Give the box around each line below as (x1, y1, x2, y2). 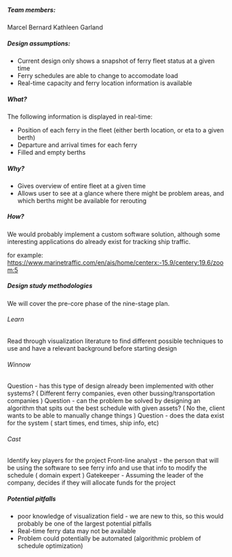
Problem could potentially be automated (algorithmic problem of (17, 534, 201, 543)
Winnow (7, 360, 31, 369)
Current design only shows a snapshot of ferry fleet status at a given (17, 56, 215, 65)
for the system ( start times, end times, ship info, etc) (7, 419, 160, 427)
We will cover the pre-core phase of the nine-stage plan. (7, 299, 170, 307)
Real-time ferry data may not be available (17, 527, 137, 535)
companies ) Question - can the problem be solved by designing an (7, 397, 201, 405)
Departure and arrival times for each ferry (17, 140, 138, 149)
